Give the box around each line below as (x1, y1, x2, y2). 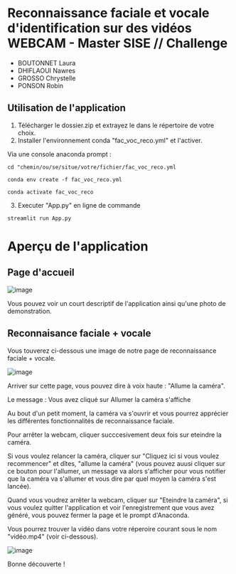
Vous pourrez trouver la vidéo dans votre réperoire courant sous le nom (7, 524, 218, 533)
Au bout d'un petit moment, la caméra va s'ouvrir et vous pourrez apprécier (7, 409, 229, 418)
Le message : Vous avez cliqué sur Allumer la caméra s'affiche (7, 395, 191, 403)
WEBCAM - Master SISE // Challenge (7, 36, 228, 51)
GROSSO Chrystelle (17, 73, 76, 83)
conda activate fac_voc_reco (7, 188, 94, 196)
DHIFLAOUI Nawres (17, 66, 76, 75)
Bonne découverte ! (7, 560, 65, 568)
